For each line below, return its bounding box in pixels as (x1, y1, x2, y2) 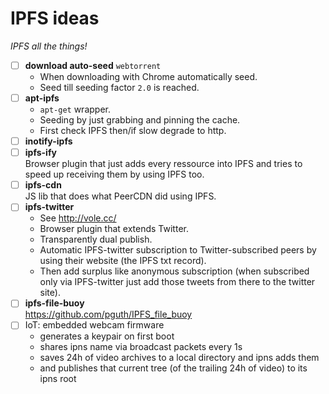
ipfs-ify (24, 147, 57, 159)
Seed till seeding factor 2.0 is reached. (39, 82, 200, 93)
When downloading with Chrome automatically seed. (39, 71, 258, 82)
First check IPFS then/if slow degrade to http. (39, 125, 227, 137)
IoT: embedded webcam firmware (24, 319, 165, 331)
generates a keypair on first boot (39, 330, 175, 342)
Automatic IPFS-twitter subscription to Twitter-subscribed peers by (39, 244, 317, 256)
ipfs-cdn (24, 179, 62, 191)
